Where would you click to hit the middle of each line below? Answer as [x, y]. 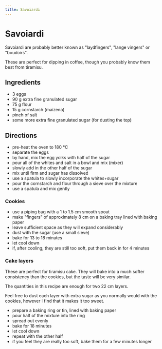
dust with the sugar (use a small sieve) [51, 233]
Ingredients [23, 82]
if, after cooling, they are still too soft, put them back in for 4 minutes [81, 248]
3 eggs [19, 94]
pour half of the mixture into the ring [48, 315]
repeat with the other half [37, 336]
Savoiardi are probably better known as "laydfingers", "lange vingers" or [77, 47]
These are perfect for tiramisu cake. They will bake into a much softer [75, 271]
